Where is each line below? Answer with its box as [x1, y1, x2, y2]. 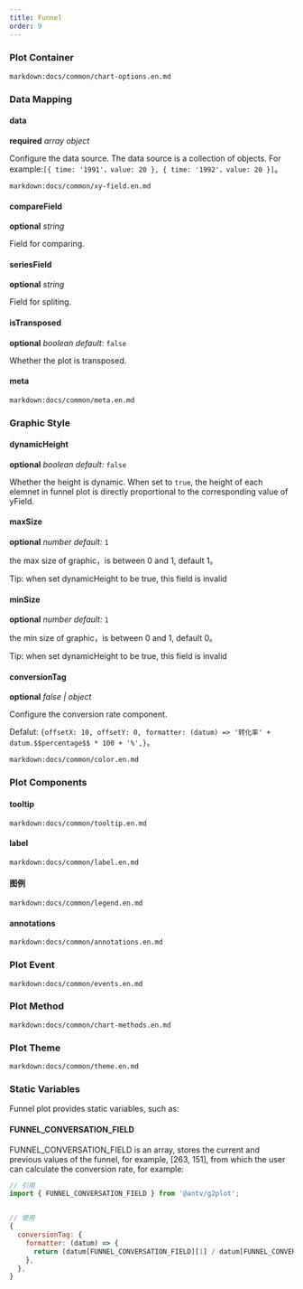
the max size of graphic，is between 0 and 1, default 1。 [9, 555, 218, 566]
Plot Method [9, 1000, 65, 1012]
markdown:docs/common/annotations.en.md [9, 937, 164, 947]
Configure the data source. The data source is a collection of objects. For [9, 153, 281, 164]
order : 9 [9, 22, 42, 31]
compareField [9, 201, 63, 212]
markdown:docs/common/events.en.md [9, 979, 143, 988]
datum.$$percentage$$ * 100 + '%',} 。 [9, 738, 155, 748]
